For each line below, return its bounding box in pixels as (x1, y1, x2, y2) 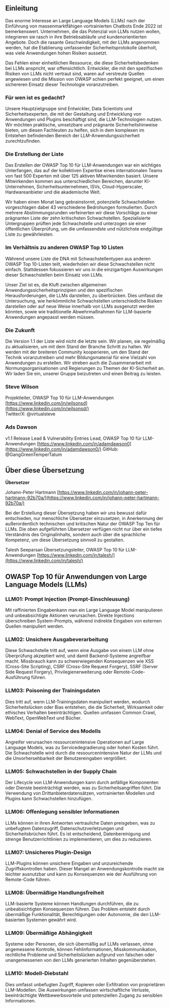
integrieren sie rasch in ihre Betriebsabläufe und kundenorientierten (5, 34, 147, 40)
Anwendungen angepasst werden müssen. (5, 314, 95, 320)
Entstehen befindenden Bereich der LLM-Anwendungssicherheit (5, 133, 140, 139)
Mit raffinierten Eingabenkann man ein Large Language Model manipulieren (5, 607, 163, 613)
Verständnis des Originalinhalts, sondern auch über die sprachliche (5, 532, 146, 538)
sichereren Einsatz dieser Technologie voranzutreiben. (5, 81, 119, 87)
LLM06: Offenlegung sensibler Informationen (5, 808, 119, 816)
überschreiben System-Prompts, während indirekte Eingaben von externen (5, 618, 162, 624)
